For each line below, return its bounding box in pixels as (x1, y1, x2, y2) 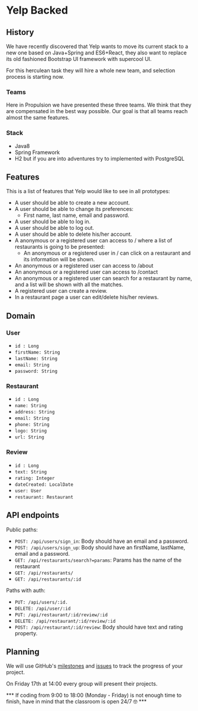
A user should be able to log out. (14, 225, 95, 232)
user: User (14, 488, 42, 494)
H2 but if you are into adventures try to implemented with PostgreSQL (14, 155, 185, 162)
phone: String (14, 422, 50, 428)
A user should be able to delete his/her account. (14, 230, 132, 238)
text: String (14, 469, 47, 475)
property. (14, 629, 38, 637)
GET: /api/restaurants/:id (14, 576, 82, 582)
